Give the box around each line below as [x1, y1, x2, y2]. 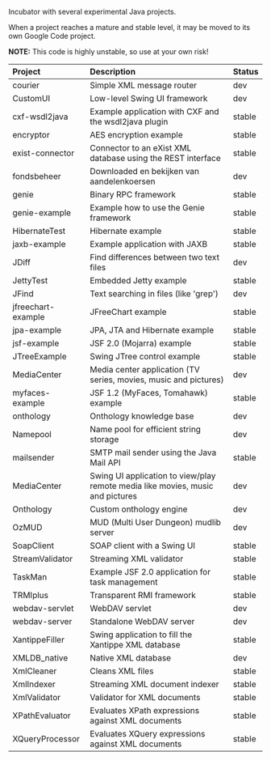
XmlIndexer [12, 679, 56, 690]
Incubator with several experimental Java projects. [8, 7, 177, 16]
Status [232, 66, 259, 77]
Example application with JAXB [90, 239, 208, 249]
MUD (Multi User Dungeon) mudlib [90, 517, 222, 528]
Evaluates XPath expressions [90, 705, 200, 715]
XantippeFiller [12, 635, 65, 645]
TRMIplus [12, 590, 48, 601]
